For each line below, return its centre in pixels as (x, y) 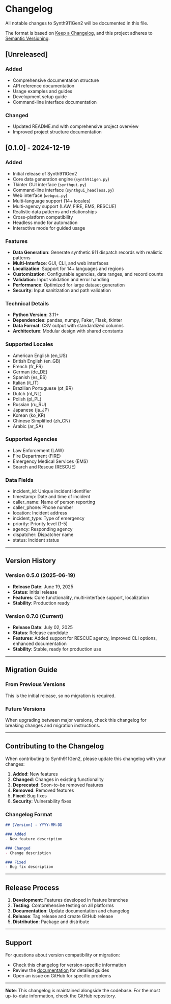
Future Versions (25, 709)
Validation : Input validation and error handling (61, 279)
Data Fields (20, 480)
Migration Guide (31, 670)
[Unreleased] (27, 54)
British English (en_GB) (36, 361)
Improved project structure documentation (57, 131)
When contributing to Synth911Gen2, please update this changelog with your (85, 758)
